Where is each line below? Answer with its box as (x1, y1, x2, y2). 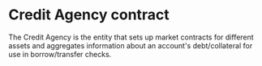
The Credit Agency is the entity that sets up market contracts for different (8, 32, 254, 42)
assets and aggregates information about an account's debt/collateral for (8, 40, 253, 50)
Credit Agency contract (8, 6, 170, 24)
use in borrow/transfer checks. (8, 49, 112, 59)
